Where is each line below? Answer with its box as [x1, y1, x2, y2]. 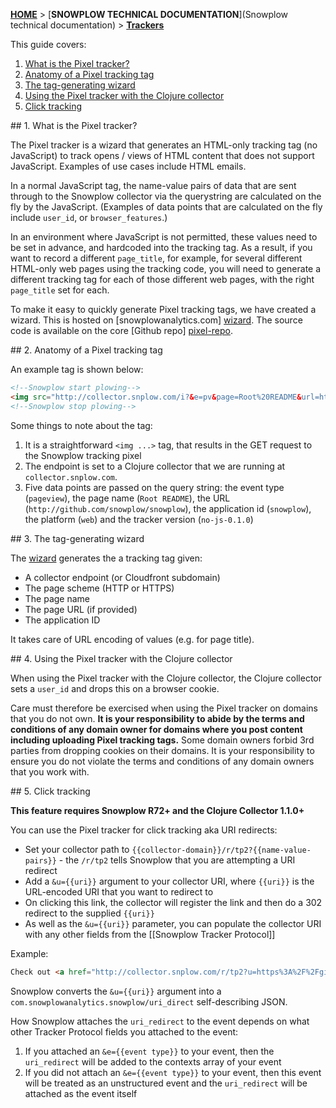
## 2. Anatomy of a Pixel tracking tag [10, 344, 163, 356]
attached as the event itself [24, 1087, 138, 1099]
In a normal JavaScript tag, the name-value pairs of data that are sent [10, 180, 297, 191]
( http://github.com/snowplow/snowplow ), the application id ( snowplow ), [24, 502, 312, 514]
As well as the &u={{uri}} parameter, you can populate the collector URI [24, 917, 322, 929]
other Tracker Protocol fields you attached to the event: [10, 1025, 239, 1038]
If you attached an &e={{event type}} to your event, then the [24, 1045, 275, 1057]
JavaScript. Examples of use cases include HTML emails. [10, 160, 247, 172]
